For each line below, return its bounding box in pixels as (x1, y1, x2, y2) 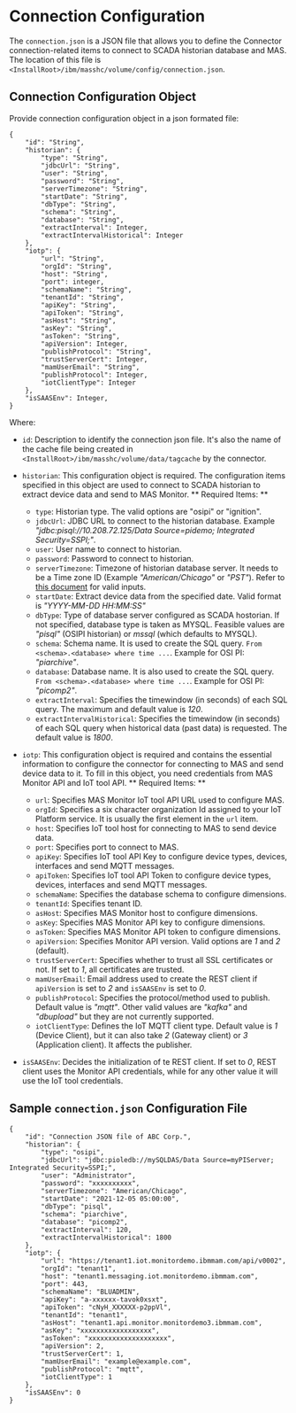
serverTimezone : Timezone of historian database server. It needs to (34, 563, 278, 573)
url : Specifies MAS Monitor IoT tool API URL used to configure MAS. (34, 795, 285, 805)
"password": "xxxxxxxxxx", (41, 1178, 140, 1188)
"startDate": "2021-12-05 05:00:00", (41, 1194, 179, 1203)
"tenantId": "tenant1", (41, 1310, 128, 1319)
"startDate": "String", (41, 192, 128, 201)
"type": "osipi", (41, 1147, 104, 1157)
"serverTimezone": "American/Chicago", (41, 1186, 188, 1195)
